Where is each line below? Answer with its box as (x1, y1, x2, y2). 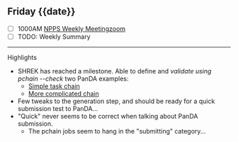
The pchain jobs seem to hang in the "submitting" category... (28, 126, 206, 135)
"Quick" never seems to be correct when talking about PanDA (17, 112, 198, 120)
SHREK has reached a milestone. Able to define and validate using (17, 66, 212, 75)
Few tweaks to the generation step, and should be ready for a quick (17, 97, 215, 105)
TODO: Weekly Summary (17, 32, 91, 41)
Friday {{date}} (7, 6, 76, 18)
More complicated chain (28, 89, 99, 97)
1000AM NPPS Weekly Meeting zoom (17, 24, 126, 32)
